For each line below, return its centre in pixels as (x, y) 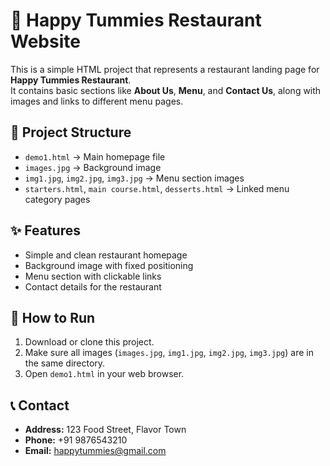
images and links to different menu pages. (97, 101)
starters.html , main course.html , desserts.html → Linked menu (157, 188)
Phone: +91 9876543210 (76, 440)
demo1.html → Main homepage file (95, 156)
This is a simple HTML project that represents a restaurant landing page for (165, 69)
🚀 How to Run (53, 317)
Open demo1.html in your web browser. (104, 374)
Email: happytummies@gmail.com (95, 451)
